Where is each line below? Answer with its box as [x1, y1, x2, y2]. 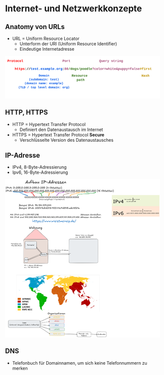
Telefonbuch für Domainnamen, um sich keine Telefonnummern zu [12, 360, 147, 366]
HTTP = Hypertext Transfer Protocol [12, 121, 86, 127]
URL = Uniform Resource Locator [12, 35, 80, 41]
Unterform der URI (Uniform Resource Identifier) [19, 41, 117, 47]
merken [12, 365, 28, 371]
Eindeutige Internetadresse [19, 46, 75, 52]
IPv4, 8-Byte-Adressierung [12, 164, 67, 170]
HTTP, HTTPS [5, 108, 48, 117]
